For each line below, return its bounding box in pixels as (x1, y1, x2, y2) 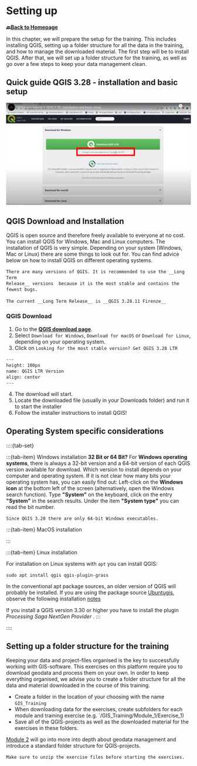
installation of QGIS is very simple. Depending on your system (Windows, (6, 245, 183, 252)
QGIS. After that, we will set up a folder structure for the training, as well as (6, 54, 187, 61)
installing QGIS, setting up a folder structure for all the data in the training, (6, 41, 184, 48)
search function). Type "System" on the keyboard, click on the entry (6, 491, 173, 498)
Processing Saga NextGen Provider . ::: (6, 613, 101, 620)
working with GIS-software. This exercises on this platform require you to (6, 663, 183, 670)
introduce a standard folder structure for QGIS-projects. (6, 742, 141, 750)
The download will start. (14, 390, 73, 397)
